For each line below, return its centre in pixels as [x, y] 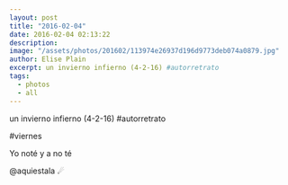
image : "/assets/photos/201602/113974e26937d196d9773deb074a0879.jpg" [144, 51]
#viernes [26, 136]
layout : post [34, 18]
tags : [19, 76]
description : [34, 43]
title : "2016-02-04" [48, 26]
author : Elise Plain [48, 59]
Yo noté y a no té [40, 153]
